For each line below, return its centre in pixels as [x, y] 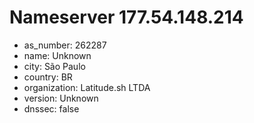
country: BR [48, 77]
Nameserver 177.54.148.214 [126, 17]
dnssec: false [51, 108]
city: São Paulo [54, 66]
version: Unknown [61, 98]
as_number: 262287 [65, 45]
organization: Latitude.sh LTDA [87, 87]
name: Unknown [57, 55]
